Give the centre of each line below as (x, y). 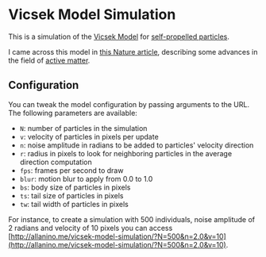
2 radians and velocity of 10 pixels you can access (91, 228)
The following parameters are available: (73, 113)
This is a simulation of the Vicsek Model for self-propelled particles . (119, 36)
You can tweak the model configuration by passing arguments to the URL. (129, 104)
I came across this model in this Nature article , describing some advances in (133, 52)
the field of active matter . (49, 60)
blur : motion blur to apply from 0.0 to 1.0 (86, 178)
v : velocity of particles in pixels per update (89, 136)
